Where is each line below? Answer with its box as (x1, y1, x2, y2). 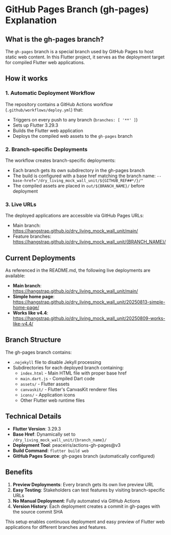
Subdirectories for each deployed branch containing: (12, 364, 124, 371)
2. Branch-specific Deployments (5, 146, 88, 153)
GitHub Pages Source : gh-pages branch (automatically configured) (12, 452, 155, 459)
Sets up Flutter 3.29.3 (12, 122, 59, 128)
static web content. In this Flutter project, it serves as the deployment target (5, 54, 165, 60)
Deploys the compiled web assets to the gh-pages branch (12, 133, 133, 139)
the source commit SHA (12, 508, 63, 515)
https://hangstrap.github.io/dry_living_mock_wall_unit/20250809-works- (12, 315, 166, 321)
